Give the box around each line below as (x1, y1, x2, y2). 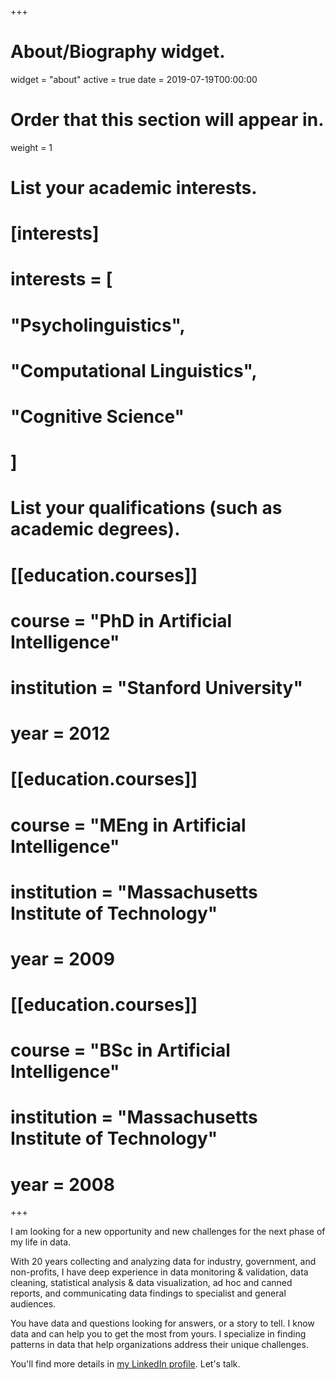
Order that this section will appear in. (10, 109, 325, 131)
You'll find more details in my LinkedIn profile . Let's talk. (10, 1358, 241, 1370)
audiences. (10, 1298, 57, 1310)
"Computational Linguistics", (10, 359, 258, 382)
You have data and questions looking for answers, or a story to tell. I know (10, 1317, 315, 1330)
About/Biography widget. (10, 41, 226, 63)
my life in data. (10, 1236, 72, 1248)
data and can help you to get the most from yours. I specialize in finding (10, 1328, 307, 1340)
